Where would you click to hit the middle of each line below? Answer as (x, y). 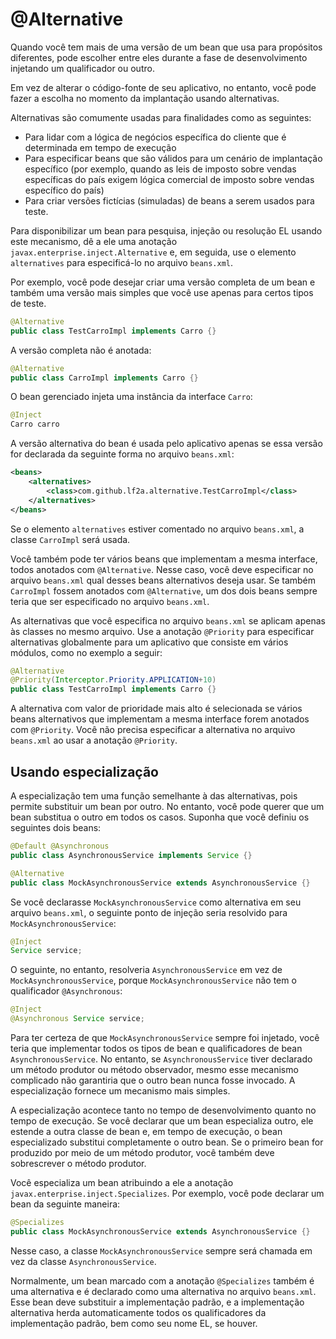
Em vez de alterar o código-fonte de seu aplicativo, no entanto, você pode (163, 87)
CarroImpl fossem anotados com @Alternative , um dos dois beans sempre (164, 590)
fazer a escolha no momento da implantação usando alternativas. (145, 98)
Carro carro (35, 424)
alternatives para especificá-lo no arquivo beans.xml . (122, 262)
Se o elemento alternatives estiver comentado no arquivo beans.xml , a (157, 529)
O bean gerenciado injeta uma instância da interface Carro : (131, 397)
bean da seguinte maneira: (65, 1204)
